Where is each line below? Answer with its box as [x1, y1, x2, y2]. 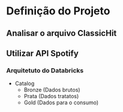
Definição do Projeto [6, 4, 110, 18]
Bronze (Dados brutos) [23, 86, 80, 93]
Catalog [14, 80, 35, 87]
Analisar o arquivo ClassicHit [6, 28, 117, 38]
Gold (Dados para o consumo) [23, 99, 99, 106]
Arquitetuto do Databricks [6, 66, 84, 74]
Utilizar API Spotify [6, 48, 79, 58]
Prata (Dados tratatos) [23, 93, 79, 100]
